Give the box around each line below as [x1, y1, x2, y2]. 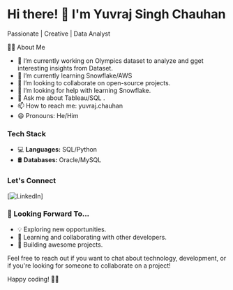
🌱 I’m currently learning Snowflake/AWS [17, 71, 133, 80]
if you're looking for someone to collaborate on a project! [7, 261, 171, 270]
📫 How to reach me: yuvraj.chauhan [17, 101, 123, 110]
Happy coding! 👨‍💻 [7, 275, 59, 283]
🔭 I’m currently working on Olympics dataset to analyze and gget [17, 56, 204, 65]
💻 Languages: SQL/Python [17, 145, 98, 154]
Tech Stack [7, 129, 47, 138]
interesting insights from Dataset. [17, 64, 113, 72]
